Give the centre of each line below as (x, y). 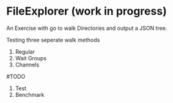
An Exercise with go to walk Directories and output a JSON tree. (87, 28)
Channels (27, 65)
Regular (25, 51)
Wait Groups (31, 58)
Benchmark (30, 94)
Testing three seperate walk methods (53, 40)
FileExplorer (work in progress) (86, 11)
